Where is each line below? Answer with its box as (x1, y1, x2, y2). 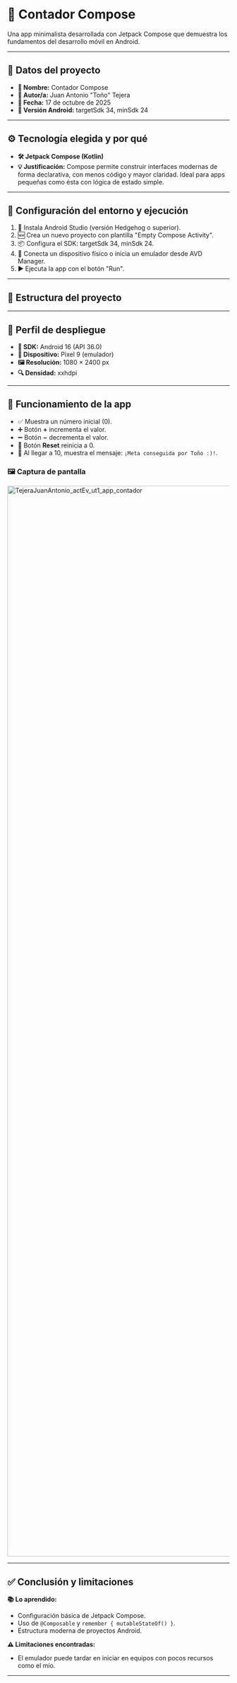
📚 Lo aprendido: (7, 1595, 57, 1603)
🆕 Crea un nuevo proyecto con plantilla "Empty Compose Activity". (17, 231, 214, 240)
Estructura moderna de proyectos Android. (17, 1626, 142, 1635)
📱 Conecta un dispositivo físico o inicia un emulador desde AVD (17, 250, 203, 258)
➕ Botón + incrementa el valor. (17, 425, 107, 433)
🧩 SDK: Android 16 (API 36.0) (17, 343, 102, 351)
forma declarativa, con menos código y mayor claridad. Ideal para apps (17, 170, 226, 179)
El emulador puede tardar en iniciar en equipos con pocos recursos (17, 1653, 214, 1662)
